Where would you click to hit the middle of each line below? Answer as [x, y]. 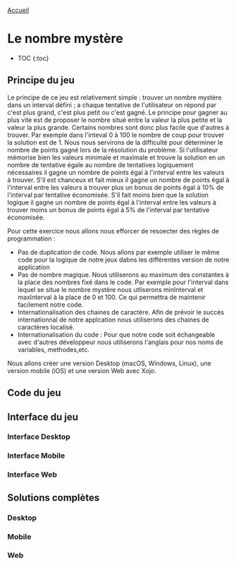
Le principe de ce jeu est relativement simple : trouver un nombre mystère [114, 97]
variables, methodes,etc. [54, 349]
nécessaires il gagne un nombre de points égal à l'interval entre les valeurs [116, 172]
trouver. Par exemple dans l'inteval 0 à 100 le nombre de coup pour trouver [116, 135]
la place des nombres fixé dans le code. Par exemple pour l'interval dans [123, 282]
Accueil [18, 10]
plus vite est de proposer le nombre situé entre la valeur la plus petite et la [115, 120]
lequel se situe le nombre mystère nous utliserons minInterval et [110, 289]
